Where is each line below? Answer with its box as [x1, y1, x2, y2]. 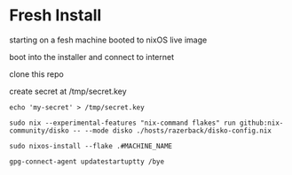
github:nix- [239, 118, 284, 127]
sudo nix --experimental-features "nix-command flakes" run [9, 118, 237, 127]
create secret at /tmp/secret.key [9, 86, 127, 96]
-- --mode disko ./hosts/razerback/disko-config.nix [72, 126, 272, 135]
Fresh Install [9, 5, 102, 26]
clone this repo [9, 68, 64, 80]
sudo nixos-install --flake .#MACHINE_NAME [9, 141, 173, 150]
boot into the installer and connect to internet [9, 51, 175, 62]
